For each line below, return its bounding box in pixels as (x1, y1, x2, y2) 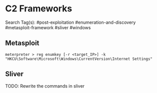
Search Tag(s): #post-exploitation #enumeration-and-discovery (5, 19, 136, 25)
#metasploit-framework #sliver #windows (5, 24, 91, 30)
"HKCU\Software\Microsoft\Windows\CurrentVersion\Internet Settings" (5, 56, 153, 61)
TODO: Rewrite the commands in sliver (5, 83, 85, 89)
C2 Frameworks (5, 3, 72, 14)
